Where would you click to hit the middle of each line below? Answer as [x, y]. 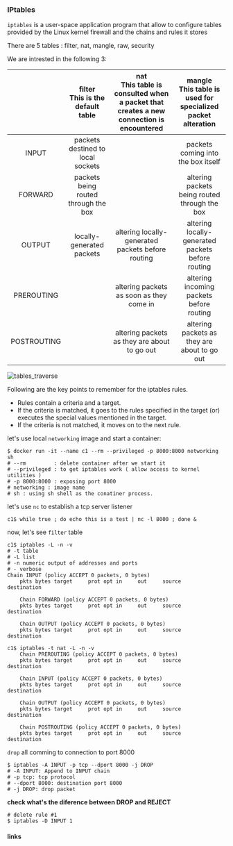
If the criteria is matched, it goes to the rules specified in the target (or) [119, 410]
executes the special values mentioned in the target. [92, 417]
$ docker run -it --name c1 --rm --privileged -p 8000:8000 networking [113, 451]
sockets [87, 166]
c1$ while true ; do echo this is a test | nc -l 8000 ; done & [102, 520]
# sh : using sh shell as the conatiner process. [80, 494]
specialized [199, 107]
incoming [199, 287]
